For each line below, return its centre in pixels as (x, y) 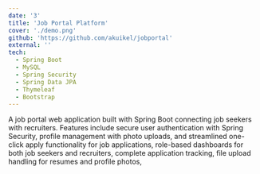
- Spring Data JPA (46, 82)
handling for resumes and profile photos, (75, 162)
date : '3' (25, 15)
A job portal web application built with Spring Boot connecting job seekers (130, 119)
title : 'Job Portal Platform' (59, 23)
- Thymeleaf (35, 89)
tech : (17, 52)
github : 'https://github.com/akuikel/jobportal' (91, 38)
